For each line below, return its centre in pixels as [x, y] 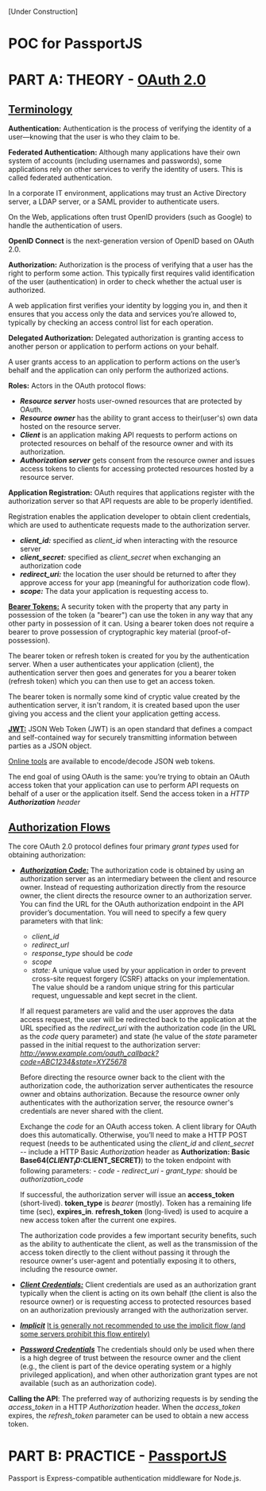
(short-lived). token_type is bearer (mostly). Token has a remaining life [136, 1203]
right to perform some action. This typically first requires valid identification [132, 273]
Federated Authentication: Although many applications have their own [124, 152]
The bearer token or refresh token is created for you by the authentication [129, 656]
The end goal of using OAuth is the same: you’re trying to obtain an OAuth [129, 777]
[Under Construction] [43, 12]
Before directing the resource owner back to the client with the [122, 1077]
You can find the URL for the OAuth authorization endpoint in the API [132, 904]
